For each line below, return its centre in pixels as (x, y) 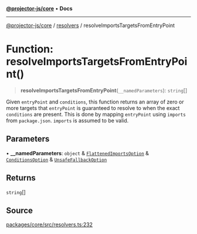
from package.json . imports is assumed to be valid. (67, 121)
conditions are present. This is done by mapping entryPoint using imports (96, 114)
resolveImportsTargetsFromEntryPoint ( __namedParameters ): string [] (104, 90)
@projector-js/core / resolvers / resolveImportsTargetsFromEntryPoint (90, 25)
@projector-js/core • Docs (39, 9)
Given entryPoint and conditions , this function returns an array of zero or (95, 102)
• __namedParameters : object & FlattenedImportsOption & (78, 153)
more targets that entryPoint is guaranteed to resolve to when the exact (93, 108)
